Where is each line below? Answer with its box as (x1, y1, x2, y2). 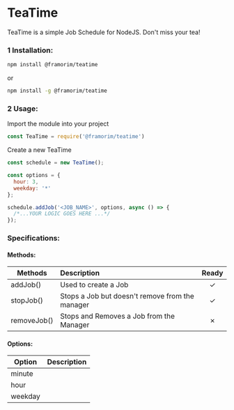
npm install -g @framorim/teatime (7, 87, 108, 95)
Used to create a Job (60, 280, 129, 290)
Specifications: (7, 234, 61, 243)
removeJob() (10, 316, 54, 326)
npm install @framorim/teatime (7, 61, 98, 68)
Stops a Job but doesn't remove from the (60, 291, 195, 301)
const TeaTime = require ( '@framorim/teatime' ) (7, 133, 145, 140)
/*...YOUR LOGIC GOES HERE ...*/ (13, 211, 111, 218)
